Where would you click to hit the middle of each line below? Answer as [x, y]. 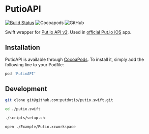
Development [26, 89]
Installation [23, 48]
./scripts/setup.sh [25, 118]
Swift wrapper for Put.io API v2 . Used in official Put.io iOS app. [68, 32]
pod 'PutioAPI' [21, 74]
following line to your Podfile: [35, 64]
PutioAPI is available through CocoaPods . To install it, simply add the [74, 59]
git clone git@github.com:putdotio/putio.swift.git [59, 100]
